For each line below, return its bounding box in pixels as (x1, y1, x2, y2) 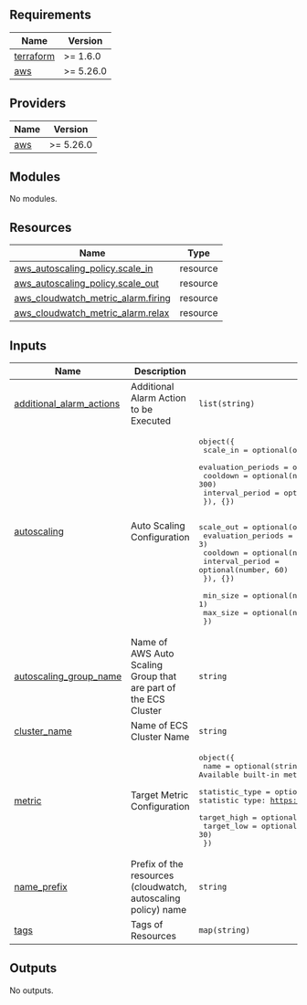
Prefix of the (131, 858, 185, 871)
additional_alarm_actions (14, 397, 121, 410)
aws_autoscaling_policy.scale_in (14, 262, 153, 275)
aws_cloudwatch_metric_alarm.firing (14, 292, 171, 305)
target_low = (202, 822, 258, 832)
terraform (14, 49, 56, 62)
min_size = (202, 591, 249, 601)
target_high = (198, 812, 258, 822)
